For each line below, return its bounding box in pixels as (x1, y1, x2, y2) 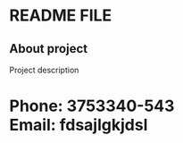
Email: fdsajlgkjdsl (9, 115, 148, 135)
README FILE (9, 5, 112, 26)
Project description (9, 64, 79, 75)
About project (9, 41, 87, 56)
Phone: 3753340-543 (9, 96, 175, 116)
